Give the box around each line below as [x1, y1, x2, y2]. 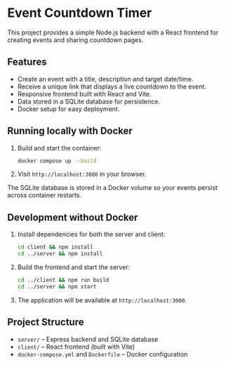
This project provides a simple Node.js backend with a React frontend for [7, 28, 219, 37]
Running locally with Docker [7, 125, 133, 137]
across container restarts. [7, 191, 82, 200]
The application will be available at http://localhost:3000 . [17, 295, 187, 304]
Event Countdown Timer [7, 5, 152, 21]
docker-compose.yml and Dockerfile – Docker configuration [17, 350, 188, 358]
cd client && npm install [17, 244, 93, 251]
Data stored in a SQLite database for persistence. [17, 97, 160, 105]
